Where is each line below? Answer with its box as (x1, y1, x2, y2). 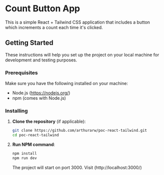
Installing (5, 107, 28, 114)
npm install (12, 151, 37, 156)
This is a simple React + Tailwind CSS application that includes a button (5, 19, 150, 25)
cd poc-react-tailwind (12, 133, 59, 138)
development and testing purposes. (5, 57, 77, 63)
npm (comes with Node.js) (12, 95, 66, 101)
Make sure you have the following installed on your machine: (5, 81, 128, 87)
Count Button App (5, 3, 80, 14)
